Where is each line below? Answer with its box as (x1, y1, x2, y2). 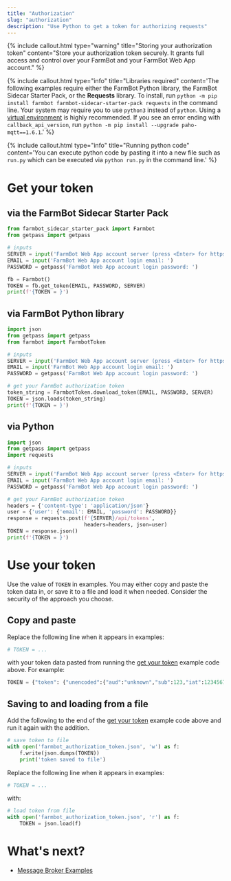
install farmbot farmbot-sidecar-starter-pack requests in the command (7, 99, 218, 107)
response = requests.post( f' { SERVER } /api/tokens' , (7, 515, 155, 522)
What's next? (7, 843, 85, 859)
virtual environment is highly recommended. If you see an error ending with (7, 113, 221, 122)
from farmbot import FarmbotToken (7, 338, 107, 346)
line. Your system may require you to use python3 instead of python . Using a (7, 106, 221, 114)
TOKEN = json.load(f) (19, 821, 81, 827)
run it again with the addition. (7, 724, 90, 732)
